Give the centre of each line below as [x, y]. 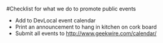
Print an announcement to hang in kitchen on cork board [86, 27]
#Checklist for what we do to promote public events [71, 9]
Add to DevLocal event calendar [55, 20]
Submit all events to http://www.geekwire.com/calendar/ [86, 33]
